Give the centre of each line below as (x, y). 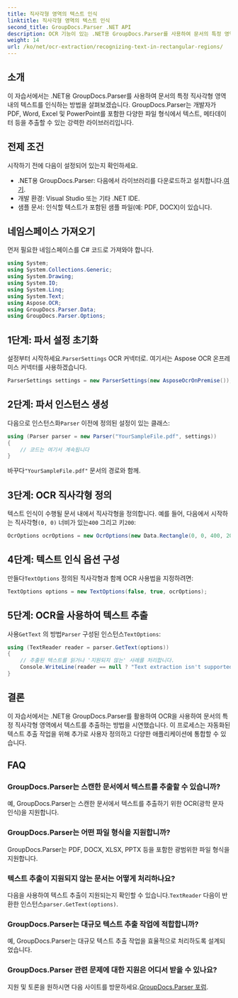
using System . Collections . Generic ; (60, 270)
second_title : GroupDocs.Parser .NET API (69, 27)
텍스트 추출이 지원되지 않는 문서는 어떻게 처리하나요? (91, 878)
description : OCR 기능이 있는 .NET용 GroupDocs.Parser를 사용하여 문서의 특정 (114, 34)
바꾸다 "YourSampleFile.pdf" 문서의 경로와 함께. (74, 471)
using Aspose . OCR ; (34, 303)
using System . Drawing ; (41, 277)
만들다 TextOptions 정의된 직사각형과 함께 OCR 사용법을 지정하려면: (100, 578)
